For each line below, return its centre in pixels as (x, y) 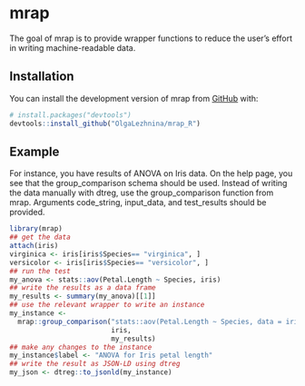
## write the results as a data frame (83, 288)
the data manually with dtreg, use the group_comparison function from (142, 193)
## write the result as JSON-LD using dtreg (95, 364)
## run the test (40, 271)
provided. (27, 213)
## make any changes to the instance (81, 347)
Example (34, 151)
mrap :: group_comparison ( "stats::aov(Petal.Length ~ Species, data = (150, 322)
